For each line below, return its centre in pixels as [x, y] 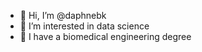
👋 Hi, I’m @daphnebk [63, 15]
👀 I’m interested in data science [84, 26]
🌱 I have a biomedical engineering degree [105, 36]
